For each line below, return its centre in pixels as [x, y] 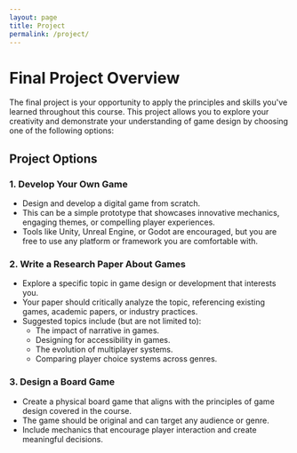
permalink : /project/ [49, 34]
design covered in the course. [76, 410]
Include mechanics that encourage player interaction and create [139, 429]
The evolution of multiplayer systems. [104, 350]
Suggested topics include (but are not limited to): [112, 322]
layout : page [33, 17]
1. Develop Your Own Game [69, 184]
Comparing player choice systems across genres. [126, 359]
